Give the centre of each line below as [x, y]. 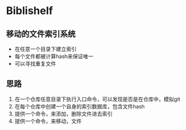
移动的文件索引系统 [41, 34]
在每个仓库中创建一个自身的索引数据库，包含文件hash [80, 106]
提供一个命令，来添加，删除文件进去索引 [63, 114]
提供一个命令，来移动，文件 [48, 121]
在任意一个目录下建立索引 [45, 49]
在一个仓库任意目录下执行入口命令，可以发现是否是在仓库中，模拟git [97, 99]
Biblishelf [30, 11]
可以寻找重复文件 [35, 64]
